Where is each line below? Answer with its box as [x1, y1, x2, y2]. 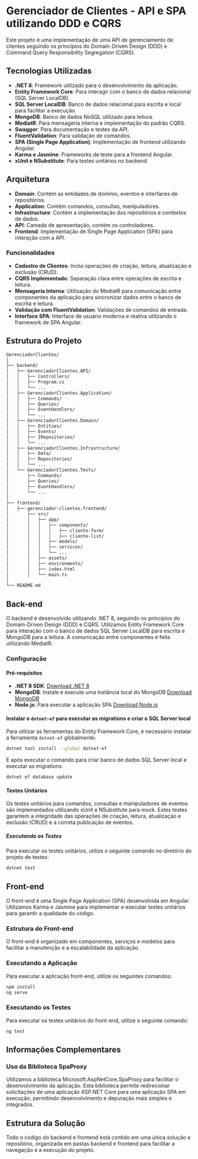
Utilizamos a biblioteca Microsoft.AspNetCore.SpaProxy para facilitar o [6, 1076, 178, 1083]
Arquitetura [6, 175, 50, 185]
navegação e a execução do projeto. [6, 1147, 95, 1154]
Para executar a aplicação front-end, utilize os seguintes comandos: [6, 972, 173, 980]
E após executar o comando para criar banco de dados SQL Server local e [6, 756, 187, 764]
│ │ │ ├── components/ [6, 522, 89, 528]
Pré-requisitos [6, 669, 43, 676]
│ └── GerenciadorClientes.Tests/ [6, 467, 96, 473]
